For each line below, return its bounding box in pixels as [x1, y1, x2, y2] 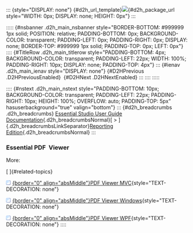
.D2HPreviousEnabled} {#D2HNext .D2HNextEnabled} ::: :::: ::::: [6, 74, 160, 80]
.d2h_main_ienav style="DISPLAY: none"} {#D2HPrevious [6, 67, 144, 75]
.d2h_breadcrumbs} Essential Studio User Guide [6, 110, 123, 117]
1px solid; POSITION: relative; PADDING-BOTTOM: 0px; [6, 30, 139, 37]
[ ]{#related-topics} [6, 168, 53, 175]
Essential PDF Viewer [6, 143, 70, 151]
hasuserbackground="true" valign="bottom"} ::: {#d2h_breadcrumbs [6, 104, 173, 111]
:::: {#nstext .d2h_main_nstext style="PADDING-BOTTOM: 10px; [6, 85, 160, 92]
